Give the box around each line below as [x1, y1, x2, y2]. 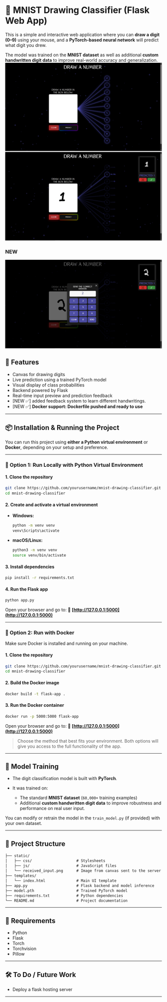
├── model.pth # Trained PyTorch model [5, 888, 128, 893]
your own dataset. [5, 820, 42, 826]
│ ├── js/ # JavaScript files [5, 863, 117, 868]
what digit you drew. [5, 42, 47, 48]
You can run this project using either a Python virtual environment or [5, 439, 148, 445]
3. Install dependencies [5, 564, 55, 570]
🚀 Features [5, 358, 39, 367]
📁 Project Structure [5, 839, 66, 848]
